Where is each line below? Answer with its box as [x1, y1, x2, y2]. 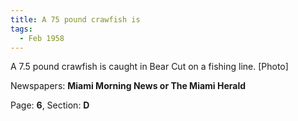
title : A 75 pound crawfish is [10, 14, 141, 25]
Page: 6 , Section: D [10, 99, 90, 111]
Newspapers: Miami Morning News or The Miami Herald [10, 80, 247, 92]
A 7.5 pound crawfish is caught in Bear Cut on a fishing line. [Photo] [10, 61, 289, 73]
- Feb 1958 [19, 33, 65, 43]
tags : [10, 24, 33, 34]
